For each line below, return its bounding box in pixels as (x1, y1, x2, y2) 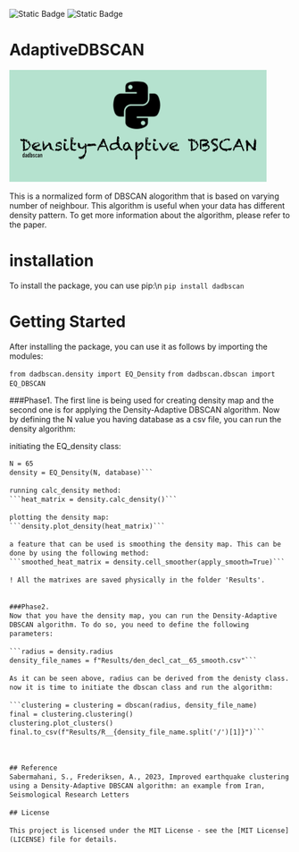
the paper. (9, 219, 47, 230)
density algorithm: (9, 423, 76, 434)
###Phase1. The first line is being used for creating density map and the (9, 395, 274, 405)
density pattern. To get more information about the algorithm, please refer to (9, 209, 290, 220)
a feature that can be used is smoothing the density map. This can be (9, 540, 281, 549)
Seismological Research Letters (9, 790, 129, 799)
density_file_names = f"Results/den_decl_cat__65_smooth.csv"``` (9, 656, 257, 665)
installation (9, 251, 95, 271)
